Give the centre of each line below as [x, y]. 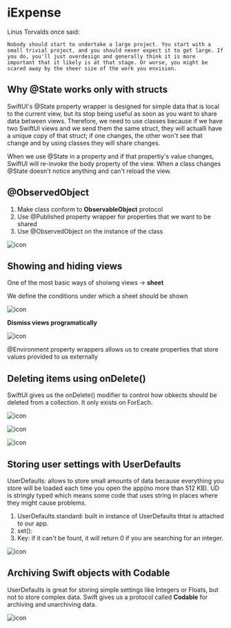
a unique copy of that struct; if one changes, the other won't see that [105, 135]
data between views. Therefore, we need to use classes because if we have [115, 121]
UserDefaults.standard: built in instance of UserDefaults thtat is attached [120, 516]
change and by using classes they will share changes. [84, 143]
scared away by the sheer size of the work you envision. [92, 68]
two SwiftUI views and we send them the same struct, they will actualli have [115, 128]
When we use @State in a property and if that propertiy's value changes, [111, 156]
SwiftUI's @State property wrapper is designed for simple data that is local [113, 106]
